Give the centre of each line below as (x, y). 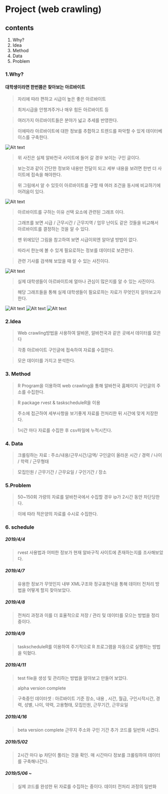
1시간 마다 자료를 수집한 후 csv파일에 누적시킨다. (65, 430)
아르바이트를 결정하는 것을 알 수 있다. (54, 229)
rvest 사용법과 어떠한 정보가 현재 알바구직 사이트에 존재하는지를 (79, 553)
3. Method (18, 374)
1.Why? (15, 74)
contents (20, 28)
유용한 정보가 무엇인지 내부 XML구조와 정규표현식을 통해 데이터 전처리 (86, 584)
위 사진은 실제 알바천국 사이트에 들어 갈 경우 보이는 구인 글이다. (79, 158)
